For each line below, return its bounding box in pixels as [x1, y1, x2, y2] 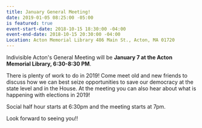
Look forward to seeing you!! [6, 115, 78, 122]
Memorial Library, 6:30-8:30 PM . [6, 60, 92, 67]
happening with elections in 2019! [6, 92, 90, 98]
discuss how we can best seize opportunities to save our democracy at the [6, 78, 194, 86]
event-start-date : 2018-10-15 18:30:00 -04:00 [6, 25, 126, 32]
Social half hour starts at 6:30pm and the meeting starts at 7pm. [6, 103, 166, 110]
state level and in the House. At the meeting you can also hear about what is [6, 85, 197, 92]
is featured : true [6, 20, 53, 26]
